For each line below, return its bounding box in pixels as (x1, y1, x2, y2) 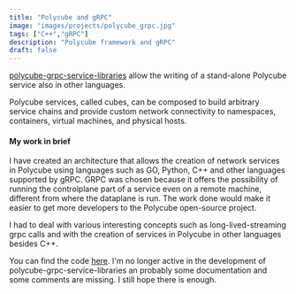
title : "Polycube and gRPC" (9, 12, 113, 22)
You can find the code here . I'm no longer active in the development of (9, 256, 267, 267)
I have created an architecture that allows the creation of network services (9, 156, 280, 166)
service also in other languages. (9, 80, 126, 90)
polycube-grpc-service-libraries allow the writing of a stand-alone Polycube (9, 70, 287, 81)
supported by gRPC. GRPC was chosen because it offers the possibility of (9, 174, 278, 185)
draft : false (9, 46, 57, 55)
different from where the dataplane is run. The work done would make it (9, 193, 271, 204)
